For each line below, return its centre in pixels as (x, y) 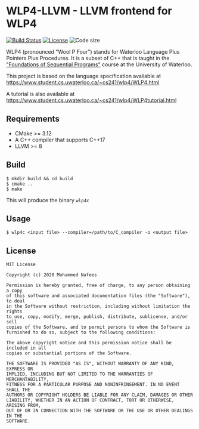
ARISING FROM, (24, 406)
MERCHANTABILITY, (28, 379)
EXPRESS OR (20, 369)
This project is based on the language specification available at (84, 76)
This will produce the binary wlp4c (48, 200)
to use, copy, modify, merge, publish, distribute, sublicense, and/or (97, 317)
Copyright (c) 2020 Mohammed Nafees (52, 275)
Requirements (33, 119)
